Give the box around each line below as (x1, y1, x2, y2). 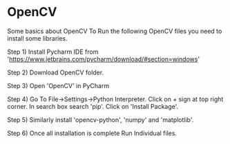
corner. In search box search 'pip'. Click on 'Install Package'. (7, 102, 179, 110)
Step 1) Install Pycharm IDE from (7, 48, 99, 56)
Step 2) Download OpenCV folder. (7, 68, 104, 76)
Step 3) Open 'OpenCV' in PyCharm (7, 81, 109, 90)
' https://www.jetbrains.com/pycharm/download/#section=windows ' (7, 54, 200, 63)
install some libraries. (7, 34, 68, 42)
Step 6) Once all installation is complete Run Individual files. (7, 129, 178, 137)
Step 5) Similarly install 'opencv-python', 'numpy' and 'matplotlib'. (7, 115, 194, 124)
